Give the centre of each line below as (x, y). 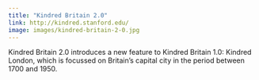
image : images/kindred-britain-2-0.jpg (74, 30)
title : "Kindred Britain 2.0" (58, 15)
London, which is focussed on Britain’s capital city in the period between (127, 60)
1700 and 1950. (33, 69)
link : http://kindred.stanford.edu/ (69, 23)
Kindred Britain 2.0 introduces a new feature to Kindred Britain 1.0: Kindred (130, 53)
